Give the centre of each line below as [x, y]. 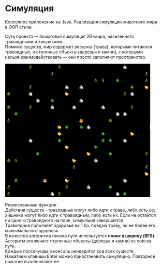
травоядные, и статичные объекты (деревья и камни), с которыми [74, 52]
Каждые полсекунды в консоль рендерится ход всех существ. [70, 251]
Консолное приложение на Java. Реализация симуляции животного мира [81, 22]
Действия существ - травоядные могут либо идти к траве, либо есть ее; [80, 210]
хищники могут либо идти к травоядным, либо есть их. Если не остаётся [81, 215]
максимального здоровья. [32, 230]
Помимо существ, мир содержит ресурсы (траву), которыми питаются [79, 47]
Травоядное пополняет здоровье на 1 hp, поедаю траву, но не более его [80, 225]
